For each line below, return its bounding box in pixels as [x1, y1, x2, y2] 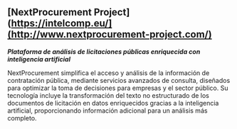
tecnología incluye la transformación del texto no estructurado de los [7, 91, 210, 99]
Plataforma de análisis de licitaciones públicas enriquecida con [7, 47, 201, 56]
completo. [7, 113, 37, 122]
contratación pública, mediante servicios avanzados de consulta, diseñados [7, 76, 231, 84]
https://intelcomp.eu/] [11, 18, 112, 30]
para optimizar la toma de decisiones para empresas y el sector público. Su [7, 84, 228, 92]
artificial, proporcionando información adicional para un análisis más [7, 106, 208, 115]
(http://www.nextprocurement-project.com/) [7, 28, 212, 40]
